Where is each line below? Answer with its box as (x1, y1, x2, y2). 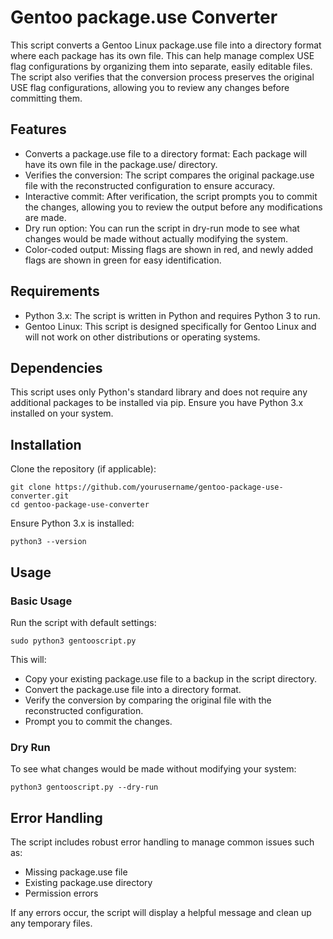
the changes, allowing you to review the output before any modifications (24, 201, 323, 213)
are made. (24, 211, 67, 223)
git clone (10, 482, 52, 493)
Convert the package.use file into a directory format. (24, 683, 242, 695)
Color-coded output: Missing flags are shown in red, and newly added (24, 243, 314, 255)
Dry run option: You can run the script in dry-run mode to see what (24, 222, 300, 234)
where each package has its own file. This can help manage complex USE (10, 49, 315, 61)
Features (10, 121, 67, 138)
